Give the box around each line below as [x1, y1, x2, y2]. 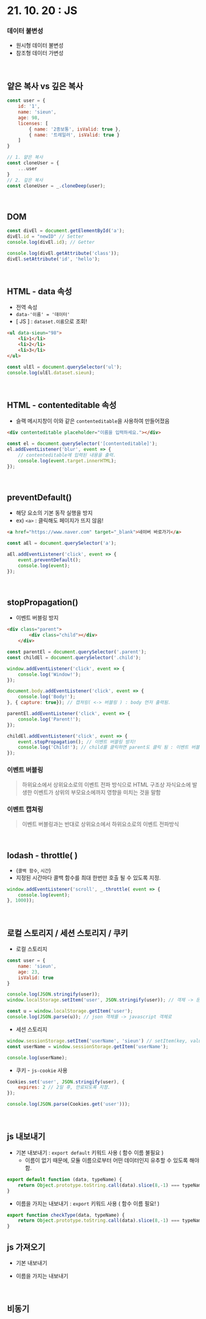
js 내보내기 [7, 1132, 45, 1142]
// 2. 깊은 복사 [7, 177, 43, 183]
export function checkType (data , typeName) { [7, 1212, 125, 1218]
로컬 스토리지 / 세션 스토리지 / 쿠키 [7, 928, 128, 938]
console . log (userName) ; [7, 1054, 68, 1060]
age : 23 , [18, 969, 40, 975]
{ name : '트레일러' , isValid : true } [29, 132, 120, 138]
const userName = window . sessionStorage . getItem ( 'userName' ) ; [7, 1043, 169, 1049]
